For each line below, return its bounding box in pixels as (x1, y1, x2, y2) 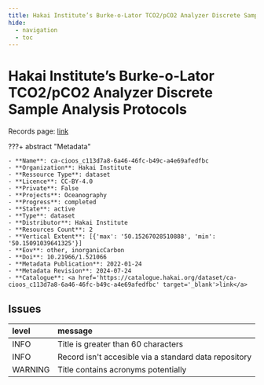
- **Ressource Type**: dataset (8, 170, 111, 179)
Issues (8, 302, 42, 315)
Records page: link (8, 126, 69, 136)
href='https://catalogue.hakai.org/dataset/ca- (78, 274, 237, 282)
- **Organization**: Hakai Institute (8, 164, 132, 172)
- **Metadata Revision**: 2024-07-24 (8, 267, 132, 275)
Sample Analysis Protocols (8, 101, 187, 119)
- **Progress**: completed (8, 198, 97, 207)
